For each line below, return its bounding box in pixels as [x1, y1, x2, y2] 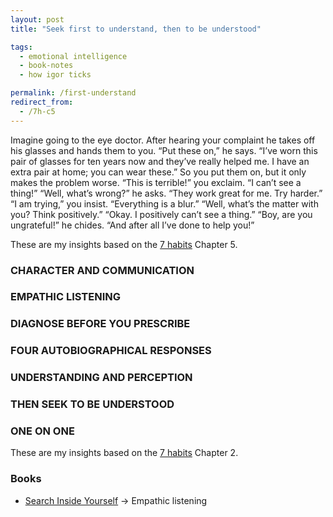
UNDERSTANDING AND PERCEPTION [10, 371, 193, 385]
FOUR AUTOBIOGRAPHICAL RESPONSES [10, 344, 212, 358]
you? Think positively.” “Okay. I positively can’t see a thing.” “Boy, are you [10, 208, 313, 220]
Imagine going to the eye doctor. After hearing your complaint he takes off [10, 134, 316, 146]
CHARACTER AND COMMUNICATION [10, 263, 195, 277]
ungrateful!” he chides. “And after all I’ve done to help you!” [10, 219, 255, 231]
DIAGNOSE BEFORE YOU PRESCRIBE [10, 317, 191, 331]
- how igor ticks [19, 70, 92, 80]
